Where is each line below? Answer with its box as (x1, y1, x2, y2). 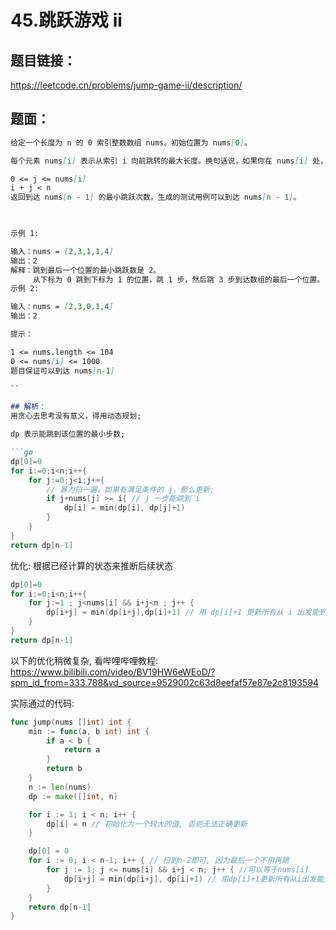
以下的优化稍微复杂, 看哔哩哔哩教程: (10, 654, 159, 666)
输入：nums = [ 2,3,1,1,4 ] (10, 246, 114, 256)
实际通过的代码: (10, 697, 75, 709)
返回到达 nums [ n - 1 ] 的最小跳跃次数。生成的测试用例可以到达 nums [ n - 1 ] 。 (10, 192, 302, 203)
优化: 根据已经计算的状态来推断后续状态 (10, 559, 173, 571)
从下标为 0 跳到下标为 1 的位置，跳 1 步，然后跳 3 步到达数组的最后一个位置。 (32, 274, 325, 285)
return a (63, 745, 101, 755)
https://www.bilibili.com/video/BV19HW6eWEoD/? (10, 666, 216, 678)
